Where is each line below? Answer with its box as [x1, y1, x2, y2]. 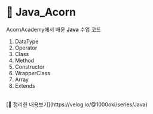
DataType [14, 38, 39, 45]
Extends [14, 82, 35, 89]
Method [14, 57, 35, 64]
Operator [14, 44, 38, 51]
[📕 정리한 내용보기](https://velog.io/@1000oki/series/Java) [6, 101, 148, 108]
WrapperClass [14, 69, 51, 76]
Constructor [14, 63, 45, 70]
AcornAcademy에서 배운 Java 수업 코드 [6, 26, 102, 33]
